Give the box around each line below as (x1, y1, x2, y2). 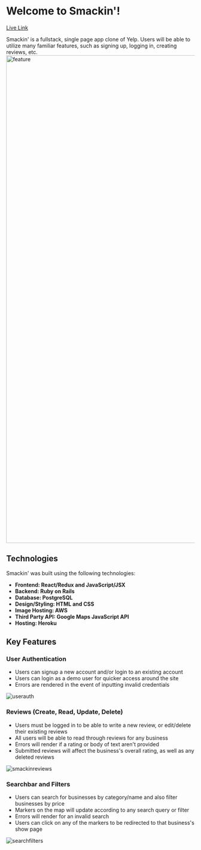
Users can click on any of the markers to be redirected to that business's (14, 819, 194, 827)
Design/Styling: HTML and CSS (14, 600, 95, 607)
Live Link (6, 24, 29, 31)
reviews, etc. (6, 48, 38, 55)
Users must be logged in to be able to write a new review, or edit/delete (14, 722, 191, 729)
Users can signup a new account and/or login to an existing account (14, 668, 184, 676)
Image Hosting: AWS (14, 606, 68, 613)
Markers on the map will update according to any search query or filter (14, 806, 190, 814)
